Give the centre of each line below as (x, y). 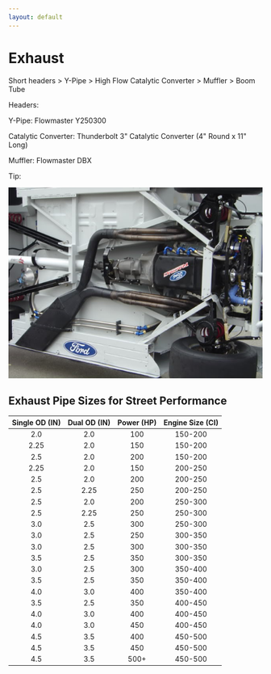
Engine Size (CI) (191, 422)
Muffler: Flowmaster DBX (50, 160)
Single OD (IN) (36, 422)
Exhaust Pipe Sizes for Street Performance (118, 400)
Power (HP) (137, 422)
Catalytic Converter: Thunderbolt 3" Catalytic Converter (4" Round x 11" (128, 136)
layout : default (35, 17)
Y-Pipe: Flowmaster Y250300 (57, 120)
